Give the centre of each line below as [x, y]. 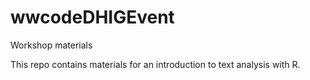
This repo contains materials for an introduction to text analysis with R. [155, 64]
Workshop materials [51, 45]
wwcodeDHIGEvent [92, 17]
